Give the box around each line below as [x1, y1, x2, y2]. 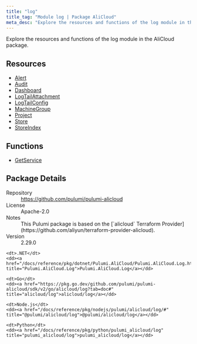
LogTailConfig [14, 99, 49, 106]
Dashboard [14, 87, 42, 94]
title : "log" [6, 8, 38, 15]
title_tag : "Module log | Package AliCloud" [6, 14, 117, 20]
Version [6, 233, 25, 240]
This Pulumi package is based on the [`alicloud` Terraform [21, 220, 161, 227]
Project [14, 112, 32, 119]
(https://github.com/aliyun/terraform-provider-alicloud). [21, 226, 155, 233]
